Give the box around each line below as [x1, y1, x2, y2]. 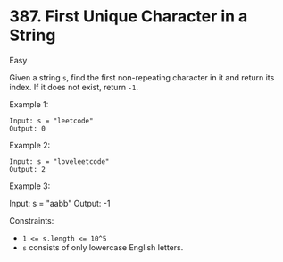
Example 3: [9, 181, 51, 191]
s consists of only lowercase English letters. [21, 241, 184, 252]
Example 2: [9, 139, 51, 150]
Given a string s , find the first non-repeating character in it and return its [9, 72, 275, 82]
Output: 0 [9, 123, 46, 133]
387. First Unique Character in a [9, 6, 248, 27]
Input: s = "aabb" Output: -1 [9, 198, 111, 208]
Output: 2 [9, 165, 46, 173]
